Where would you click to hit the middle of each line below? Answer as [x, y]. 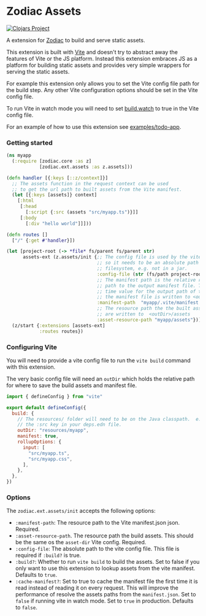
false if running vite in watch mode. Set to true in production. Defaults [104, 601]
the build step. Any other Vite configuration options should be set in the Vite [102, 90]
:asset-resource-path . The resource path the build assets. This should [105, 536]
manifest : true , [38, 436]
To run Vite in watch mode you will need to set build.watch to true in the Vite [103, 108]
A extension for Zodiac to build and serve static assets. [76, 40]
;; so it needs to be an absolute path [148, 263]
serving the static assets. [38, 71]
